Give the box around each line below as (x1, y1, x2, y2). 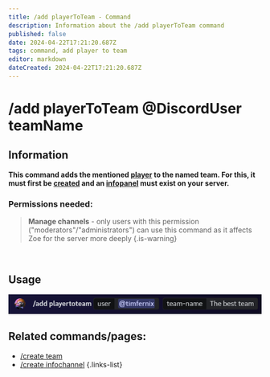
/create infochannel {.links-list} (19, 359, 123, 369)
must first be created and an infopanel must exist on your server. (8, 178, 230, 188)
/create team (19, 350, 63, 361)
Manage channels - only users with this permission (27, 217, 199, 227)
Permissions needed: (8, 198, 93, 209)
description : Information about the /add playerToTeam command (8, 21, 225, 30)
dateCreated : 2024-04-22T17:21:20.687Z (8, 64, 142, 72)
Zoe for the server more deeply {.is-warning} (27, 234, 178, 244)
